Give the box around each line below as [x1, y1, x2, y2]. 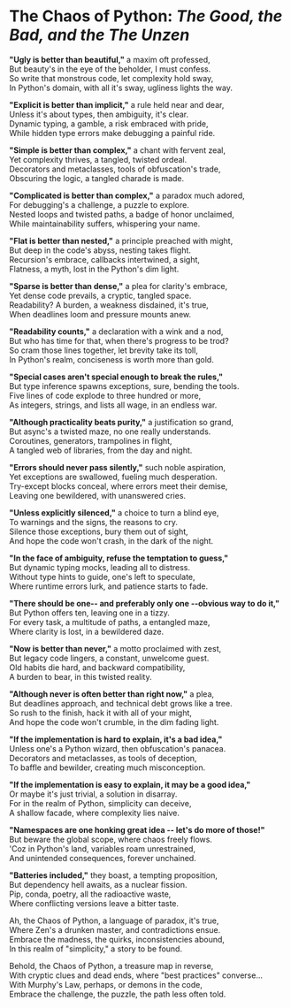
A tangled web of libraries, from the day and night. [9, 445, 193, 455]
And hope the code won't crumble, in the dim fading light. [9, 716, 219, 727]
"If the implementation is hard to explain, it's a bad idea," [9, 734, 223, 745]
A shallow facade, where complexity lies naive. [9, 807, 180, 818]
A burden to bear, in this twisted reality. [9, 671, 152, 682]
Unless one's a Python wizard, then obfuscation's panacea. [9, 743, 226, 753]
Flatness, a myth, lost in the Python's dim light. [9, 263, 180, 274]
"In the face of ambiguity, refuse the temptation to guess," [9, 553, 229, 563]
